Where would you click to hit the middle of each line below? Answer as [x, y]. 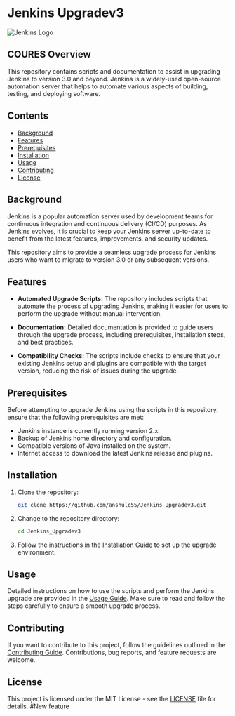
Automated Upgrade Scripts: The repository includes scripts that [112, 299]
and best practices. [45, 343]
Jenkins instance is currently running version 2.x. [88, 431]
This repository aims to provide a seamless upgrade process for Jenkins [112, 252]
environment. [36, 552]
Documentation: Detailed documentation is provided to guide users [115, 327]
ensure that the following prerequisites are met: [76, 417]
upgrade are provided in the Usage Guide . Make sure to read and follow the [116, 599]
